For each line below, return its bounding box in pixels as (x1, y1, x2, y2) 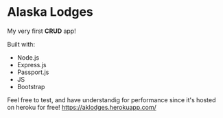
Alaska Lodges (7, 4, 94, 20)
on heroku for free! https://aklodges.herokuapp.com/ (7, 103, 156, 111)
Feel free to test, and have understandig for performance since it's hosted (7, 95, 216, 104)
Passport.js (16, 68, 49, 76)
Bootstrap (16, 82, 45, 91)
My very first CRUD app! (7, 27, 77, 35)
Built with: (7, 40, 36, 48)
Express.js (16, 60, 47, 69)
